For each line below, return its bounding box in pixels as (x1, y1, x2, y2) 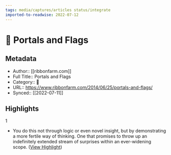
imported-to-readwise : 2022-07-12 (5, 12, 79, 17)
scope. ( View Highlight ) (12, 144, 62, 150)
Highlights (5, 104, 39, 113)
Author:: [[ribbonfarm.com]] (12, 68, 71, 74)
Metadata (5, 55, 37, 63)
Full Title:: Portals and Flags (12, 73, 71, 80)
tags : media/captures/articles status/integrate (5, 7, 111, 13)
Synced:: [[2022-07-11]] (12, 90, 64, 96)
